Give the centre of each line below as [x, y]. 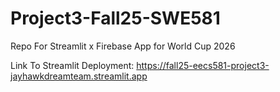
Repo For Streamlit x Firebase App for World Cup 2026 [123, 46]
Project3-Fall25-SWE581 [115, 18]
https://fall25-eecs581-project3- [203, 65]
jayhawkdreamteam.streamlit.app [79, 76]
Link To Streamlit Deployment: [72, 65]
